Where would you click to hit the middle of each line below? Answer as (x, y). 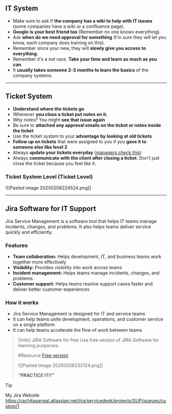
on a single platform (34, 325)
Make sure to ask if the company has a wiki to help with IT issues (82, 21)
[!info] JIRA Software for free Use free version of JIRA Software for (88, 340)
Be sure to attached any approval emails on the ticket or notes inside (87, 125)
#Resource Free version (43, 355)
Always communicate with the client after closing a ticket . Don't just (86, 158)
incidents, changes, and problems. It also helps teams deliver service (78, 227)
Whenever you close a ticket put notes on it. (60, 114)
